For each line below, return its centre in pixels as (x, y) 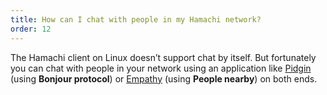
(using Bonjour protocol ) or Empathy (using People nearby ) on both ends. (164, 78)
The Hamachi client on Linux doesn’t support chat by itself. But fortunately (163, 57)
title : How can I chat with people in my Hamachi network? (136, 19)
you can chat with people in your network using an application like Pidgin (161, 68)
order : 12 (31, 29)
